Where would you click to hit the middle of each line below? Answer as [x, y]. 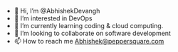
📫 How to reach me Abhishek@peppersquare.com [89, 41]
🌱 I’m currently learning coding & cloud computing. [89, 26]
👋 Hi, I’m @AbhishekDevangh [57, 11]
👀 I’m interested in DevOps [53, 18]
